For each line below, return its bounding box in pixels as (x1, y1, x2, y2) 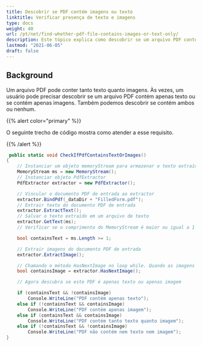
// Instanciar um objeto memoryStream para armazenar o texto (17, 163, 176, 169)
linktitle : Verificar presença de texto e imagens (6, 14, 136, 20)
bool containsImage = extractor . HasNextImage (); (17, 268, 141, 274)
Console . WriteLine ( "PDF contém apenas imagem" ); (28, 306, 152, 313)
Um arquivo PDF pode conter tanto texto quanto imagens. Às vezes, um (6, 86, 184, 93)
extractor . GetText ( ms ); (17, 219, 77, 225)
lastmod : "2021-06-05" (6, 43, 63, 49)
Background (6, 70, 53, 81)
